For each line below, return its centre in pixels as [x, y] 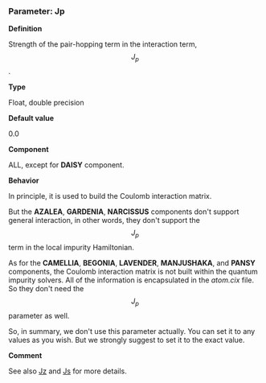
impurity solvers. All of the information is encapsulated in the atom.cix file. [131, 280]
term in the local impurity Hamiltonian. [72, 247]
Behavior [24, 181]
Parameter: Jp [37, 11]
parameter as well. [39, 315]
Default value [31, 118]
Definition [25, 29]
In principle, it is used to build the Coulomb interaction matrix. [110, 196]
